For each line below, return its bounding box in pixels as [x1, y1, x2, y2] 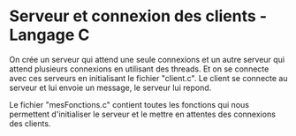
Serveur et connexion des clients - [9, 6, 268, 26]
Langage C [9, 25, 90, 45]
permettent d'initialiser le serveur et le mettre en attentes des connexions [9, 109, 277, 119]
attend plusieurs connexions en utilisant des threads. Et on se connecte [9, 64, 269, 74]
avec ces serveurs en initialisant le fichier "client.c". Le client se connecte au [9, 72, 288, 83]
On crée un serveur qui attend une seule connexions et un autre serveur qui [9, 54, 285, 64]
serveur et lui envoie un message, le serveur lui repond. [9, 82, 212, 93]
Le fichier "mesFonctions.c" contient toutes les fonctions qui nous [9, 99, 250, 110]
